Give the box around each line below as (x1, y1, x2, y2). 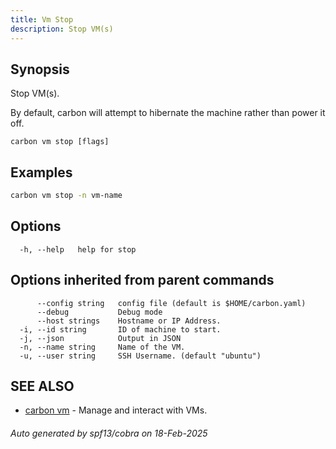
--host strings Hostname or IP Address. (36, 316, 222, 326)
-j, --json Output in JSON (19, 333, 182, 343)
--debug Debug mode (36, 307, 163, 317)
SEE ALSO (10, 378, 75, 395)
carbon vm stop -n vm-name (10, 191, 123, 201)
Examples (10, 164, 73, 181)
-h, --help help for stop (19, 244, 137, 255)
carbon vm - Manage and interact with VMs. (24, 404, 208, 416)
